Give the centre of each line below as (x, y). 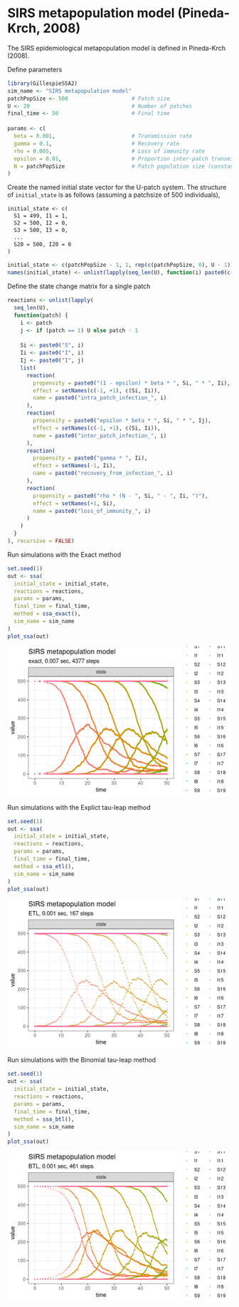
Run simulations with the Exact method (64, 554)
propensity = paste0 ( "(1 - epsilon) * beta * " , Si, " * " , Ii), (132, 383)
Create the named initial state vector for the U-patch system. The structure (117, 188)
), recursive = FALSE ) (41, 541)
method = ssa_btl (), (44, 1119)
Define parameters (35, 69)
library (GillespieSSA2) (43, 83)
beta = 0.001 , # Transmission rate (103, 136)
